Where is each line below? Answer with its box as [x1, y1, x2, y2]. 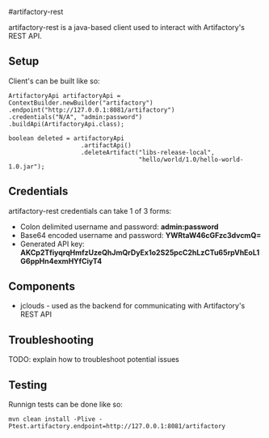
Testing [8, 378, 48, 392]
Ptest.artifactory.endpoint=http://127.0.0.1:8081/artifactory [8, 423, 226, 431]
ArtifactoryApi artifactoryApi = [8, 91, 121, 100]
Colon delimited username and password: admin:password [19, 222, 219, 232]
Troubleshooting [8, 333, 95, 347]
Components [8, 279, 75, 294]
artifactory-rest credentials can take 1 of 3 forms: [8, 206, 172, 215]
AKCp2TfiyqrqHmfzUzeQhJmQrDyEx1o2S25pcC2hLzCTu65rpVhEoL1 [19, 247, 260, 257]
